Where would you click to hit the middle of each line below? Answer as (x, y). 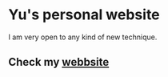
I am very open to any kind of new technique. (83, 37)
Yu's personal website (84, 15)
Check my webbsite (59, 62)
